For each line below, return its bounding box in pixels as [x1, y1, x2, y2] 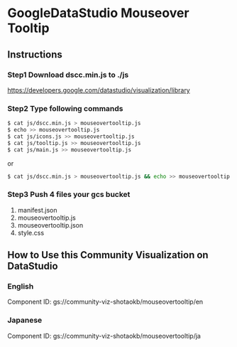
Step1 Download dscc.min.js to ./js [7, 70, 129, 80]
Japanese [7, 315, 43, 325]
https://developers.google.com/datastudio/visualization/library [7, 85, 190, 94]
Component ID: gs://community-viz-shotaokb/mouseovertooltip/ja [7, 331, 201, 340]
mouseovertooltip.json [17, 220, 84, 229]
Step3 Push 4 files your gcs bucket [7, 190, 131, 200]
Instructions [7, 48, 62, 60]
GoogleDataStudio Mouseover [7, 5, 189, 21]
